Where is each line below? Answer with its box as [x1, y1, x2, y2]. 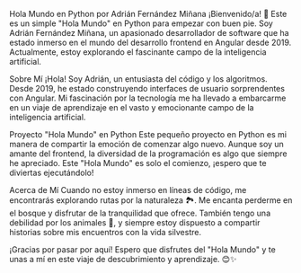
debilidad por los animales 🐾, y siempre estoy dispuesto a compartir [9, 217, 261, 228]
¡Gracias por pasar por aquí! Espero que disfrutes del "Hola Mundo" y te [9, 244, 276, 255]
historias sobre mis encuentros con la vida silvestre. [9, 227, 202, 237]
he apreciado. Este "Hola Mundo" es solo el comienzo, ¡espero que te [9, 158, 267, 168]
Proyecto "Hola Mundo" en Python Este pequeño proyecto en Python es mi [9, 129, 288, 139]
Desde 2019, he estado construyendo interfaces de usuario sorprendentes [9, 84, 286, 93]
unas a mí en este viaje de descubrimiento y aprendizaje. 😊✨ [9, 254, 237, 264]
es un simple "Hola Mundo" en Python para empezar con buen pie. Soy [9, 18, 274, 29]
